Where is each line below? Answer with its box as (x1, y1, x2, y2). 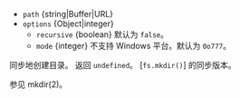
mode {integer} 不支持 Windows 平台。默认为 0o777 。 (35, 41, 231, 51)
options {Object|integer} (22, 18, 115, 29)
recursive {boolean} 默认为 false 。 (35, 29, 169, 40)
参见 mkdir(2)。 (9, 79, 68, 90)
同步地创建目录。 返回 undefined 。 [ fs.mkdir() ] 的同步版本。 (9, 60, 236, 70)
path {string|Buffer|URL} (22, 9, 114, 19)
